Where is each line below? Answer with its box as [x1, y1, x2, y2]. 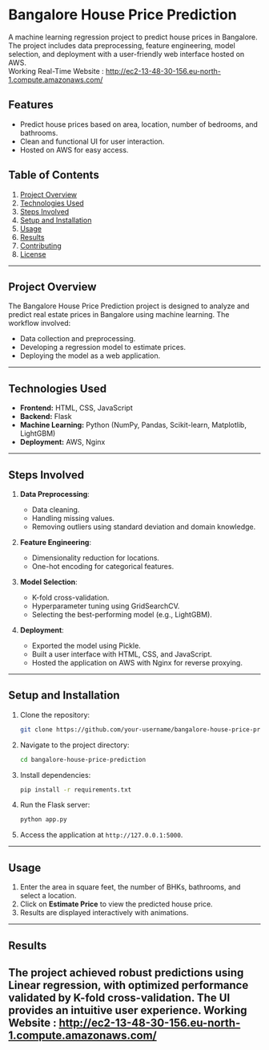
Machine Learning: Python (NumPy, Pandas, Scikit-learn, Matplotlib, [19, 420, 247, 430]
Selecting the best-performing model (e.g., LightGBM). [31, 610, 212, 619]
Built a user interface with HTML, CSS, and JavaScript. [31, 649, 212, 659]
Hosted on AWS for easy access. [19, 144, 129, 154]
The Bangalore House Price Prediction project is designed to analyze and [8, 301, 250, 311]
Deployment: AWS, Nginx [19, 437, 106, 447]
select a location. [19, 891, 77, 901]
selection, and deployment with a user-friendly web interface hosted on [8, 49, 245, 59]
